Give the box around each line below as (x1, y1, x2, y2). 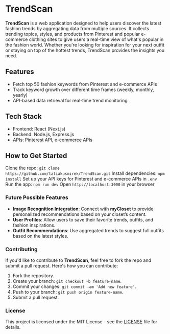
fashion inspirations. (12, 222, 56, 228)
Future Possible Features (5, 194, 68, 201)
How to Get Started (5, 151, 67, 160)
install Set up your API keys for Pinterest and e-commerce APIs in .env (5, 176, 157, 182)
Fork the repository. (12, 272, 55, 279)
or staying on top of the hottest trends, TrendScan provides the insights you (5, 47, 165, 53)
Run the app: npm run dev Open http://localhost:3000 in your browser (5, 181, 155, 187)
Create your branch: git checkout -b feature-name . (12, 278, 122, 284)
